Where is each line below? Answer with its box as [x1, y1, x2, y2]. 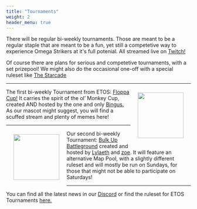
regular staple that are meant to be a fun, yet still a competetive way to [6, 42, 177, 49]
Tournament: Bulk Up [66, 136, 118, 143]
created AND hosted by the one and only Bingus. [6, 101, 124, 108]
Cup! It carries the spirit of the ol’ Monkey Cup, [6, 95, 120, 102]
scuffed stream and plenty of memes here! [6, 114, 110, 121]
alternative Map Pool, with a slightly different [66, 155, 175, 162]
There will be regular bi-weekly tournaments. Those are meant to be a [6, 36, 175, 43]
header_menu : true [6, 19, 51, 25]
